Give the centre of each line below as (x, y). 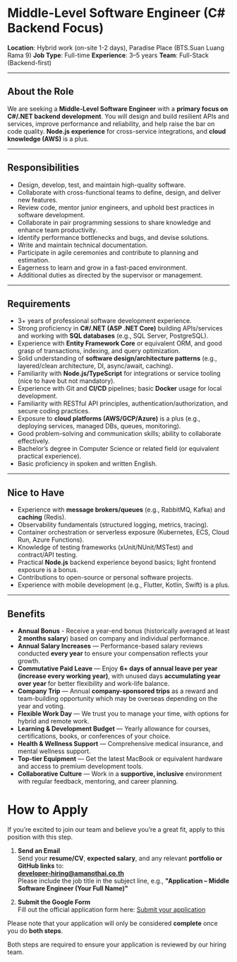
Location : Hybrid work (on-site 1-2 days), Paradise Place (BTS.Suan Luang (116, 47)
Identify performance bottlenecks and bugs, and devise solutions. (113, 237)
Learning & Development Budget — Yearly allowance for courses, (114, 728)
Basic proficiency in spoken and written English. (87, 464)
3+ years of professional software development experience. (104, 321)
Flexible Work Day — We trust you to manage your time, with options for (123, 714)
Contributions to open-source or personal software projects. (105, 578)
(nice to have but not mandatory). (66, 381)
